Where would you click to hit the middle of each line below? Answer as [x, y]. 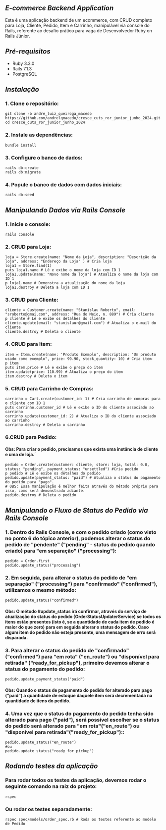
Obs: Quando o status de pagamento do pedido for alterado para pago [79, 690]
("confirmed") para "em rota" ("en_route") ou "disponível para [82, 657]
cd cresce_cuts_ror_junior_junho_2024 [45, 123]
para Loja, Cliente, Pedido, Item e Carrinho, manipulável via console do [78, 25]
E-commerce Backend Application [59, 8]
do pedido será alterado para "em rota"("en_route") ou [72, 726]
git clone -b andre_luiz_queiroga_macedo [49, 114]
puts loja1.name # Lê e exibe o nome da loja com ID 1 [63, 270]
